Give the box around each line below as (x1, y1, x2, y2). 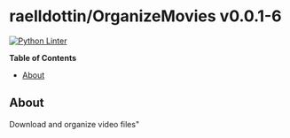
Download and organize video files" (9, 119, 140, 129)
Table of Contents (9, 52, 77, 63)
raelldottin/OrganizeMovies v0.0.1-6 (9, 6, 282, 27)
